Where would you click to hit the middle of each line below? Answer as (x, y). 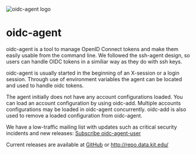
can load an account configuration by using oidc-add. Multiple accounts (94, 103)
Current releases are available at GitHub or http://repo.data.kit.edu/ (87, 145)
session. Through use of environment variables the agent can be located (94, 79)
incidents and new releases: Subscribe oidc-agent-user (74, 133)
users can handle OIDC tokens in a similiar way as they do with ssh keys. (94, 61)
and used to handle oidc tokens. (45, 85)
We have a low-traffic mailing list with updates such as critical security (92, 127)
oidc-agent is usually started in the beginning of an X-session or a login (93, 73)
